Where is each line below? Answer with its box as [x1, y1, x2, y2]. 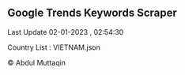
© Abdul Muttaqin [7, 58, 66, 67]
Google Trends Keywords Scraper [7, 6, 177, 20]
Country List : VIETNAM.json [7, 43, 100, 52]
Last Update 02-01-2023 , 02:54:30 [7, 27, 124, 36]
